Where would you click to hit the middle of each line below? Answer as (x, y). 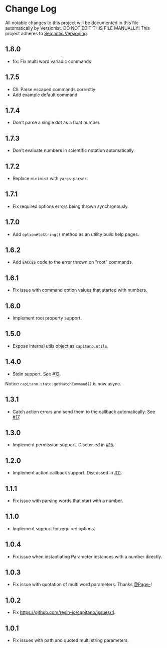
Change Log (31, 9)
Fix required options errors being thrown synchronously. (70, 206)
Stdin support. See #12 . (37, 374)
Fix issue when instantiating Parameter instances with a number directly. (87, 556)
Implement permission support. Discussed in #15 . (63, 445)
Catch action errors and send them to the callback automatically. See (84, 412)
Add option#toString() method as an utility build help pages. (76, 234)
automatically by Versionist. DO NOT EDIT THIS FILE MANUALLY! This (77, 28)
